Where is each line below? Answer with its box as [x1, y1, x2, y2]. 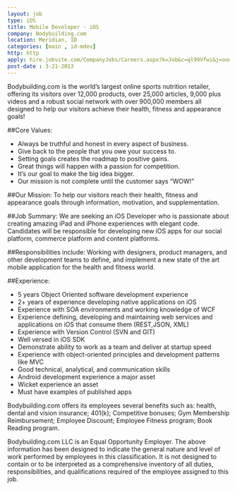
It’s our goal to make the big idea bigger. [17, 169, 135, 178]
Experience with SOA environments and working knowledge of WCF [17, 305, 216, 314]
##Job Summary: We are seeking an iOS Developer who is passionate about [7, 212, 229, 220]
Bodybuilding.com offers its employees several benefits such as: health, [7, 401, 217, 410]
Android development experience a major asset [17, 372, 156, 381]
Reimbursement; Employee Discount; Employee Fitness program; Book [7, 416, 213, 424]
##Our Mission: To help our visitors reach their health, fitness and [7, 190, 198, 199]
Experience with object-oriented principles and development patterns [17, 350, 220, 358]
